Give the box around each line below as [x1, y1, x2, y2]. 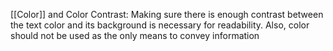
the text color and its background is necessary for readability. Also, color [10, 19, 310, 31]
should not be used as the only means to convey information [10, 30, 260, 41]
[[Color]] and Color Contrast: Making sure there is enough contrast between [10, 9, 324, 20]
